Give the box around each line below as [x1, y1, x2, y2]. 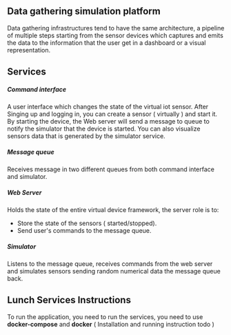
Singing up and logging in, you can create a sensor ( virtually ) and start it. [7, 110, 218, 118]
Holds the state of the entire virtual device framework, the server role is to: [7, 206, 219, 214]
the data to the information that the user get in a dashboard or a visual [7, 38, 206, 47]
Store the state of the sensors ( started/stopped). [17, 219, 157, 227]
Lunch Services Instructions [7, 294, 131, 306]
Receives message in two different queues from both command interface [7, 165, 215, 173]
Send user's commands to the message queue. [17, 227, 152, 235]
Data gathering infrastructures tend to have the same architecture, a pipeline [7, 23, 225, 32]
